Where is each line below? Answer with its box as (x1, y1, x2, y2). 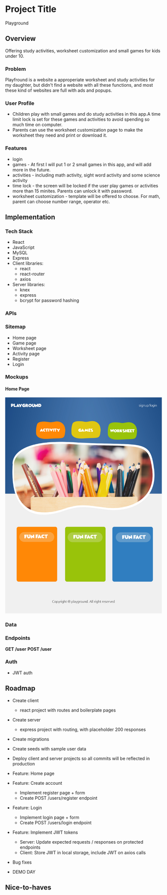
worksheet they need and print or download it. (12, 132, 107, 138)
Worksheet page (12, 345, 47, 351)
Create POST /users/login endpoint (19, 819, 92, 826)
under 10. (5, 53, 24, 59)
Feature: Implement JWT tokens (12, 829, 78, 835)
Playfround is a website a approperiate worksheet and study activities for (5, 77, 155, 83)
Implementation (5, 213, 56, 221)
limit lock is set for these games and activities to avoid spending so (12, 116, 150, 123)
